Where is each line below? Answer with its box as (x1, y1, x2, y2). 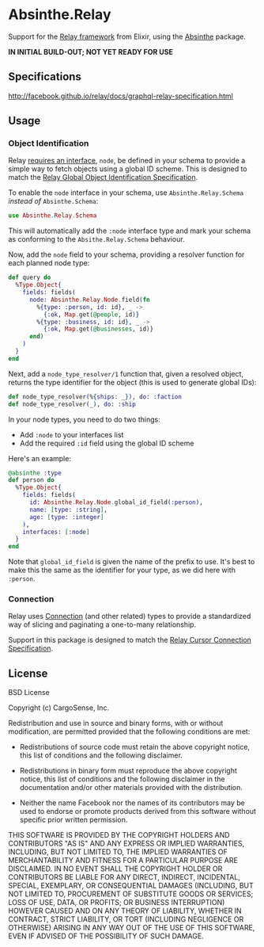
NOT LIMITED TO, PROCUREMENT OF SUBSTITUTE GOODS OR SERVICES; (8, 889, 254, 899)
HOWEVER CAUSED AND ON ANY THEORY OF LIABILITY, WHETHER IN (8, 906, 243, 916)
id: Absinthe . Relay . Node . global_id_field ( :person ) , (28, 498, 203, 506)
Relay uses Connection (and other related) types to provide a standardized (8, 612, 251, 621)
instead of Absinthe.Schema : (8, 197, 99, 206)
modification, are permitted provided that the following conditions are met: (8, 727, 251, 736)
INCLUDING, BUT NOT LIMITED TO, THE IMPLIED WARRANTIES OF (8, 847, 228, 857)
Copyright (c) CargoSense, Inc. (8, 703, 109, 712)
